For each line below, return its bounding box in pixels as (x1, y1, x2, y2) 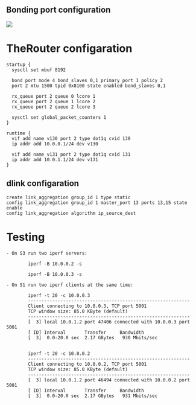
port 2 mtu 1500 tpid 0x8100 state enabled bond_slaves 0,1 (11, 83, 166, 89)
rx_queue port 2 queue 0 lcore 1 (11, 93, 96, 99)
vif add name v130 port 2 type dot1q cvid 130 (11, 135, 131, 141)
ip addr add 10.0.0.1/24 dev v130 (11, 141, 98, 147)
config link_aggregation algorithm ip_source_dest (6, 210, 136, 216)
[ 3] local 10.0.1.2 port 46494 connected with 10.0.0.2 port (28, 377, 190, 383)
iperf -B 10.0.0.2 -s (28, 261, 83, 267)
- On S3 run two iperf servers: (6, 250, 87, 256)
